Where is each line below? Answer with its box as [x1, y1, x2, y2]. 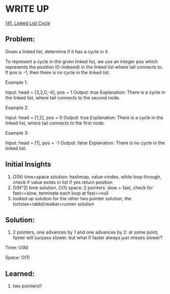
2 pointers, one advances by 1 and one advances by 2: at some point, [12, 229, 159, 236]
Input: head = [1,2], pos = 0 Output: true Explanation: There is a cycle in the [5, 114, 163, 120]
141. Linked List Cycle [5, 20, 51, 26]
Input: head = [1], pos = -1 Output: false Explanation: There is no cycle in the [5, 139, 165, 146]
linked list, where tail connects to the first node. [5, 120, 105, 126]
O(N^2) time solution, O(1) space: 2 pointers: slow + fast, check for [12, 184, 153, 191]
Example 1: [5, 79, 28, 85]
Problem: [5, 35, 35, 44]
